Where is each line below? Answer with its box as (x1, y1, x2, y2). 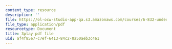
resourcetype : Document (5, 27, 56, 32)
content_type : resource (5, 7, 56, 13)
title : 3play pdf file (5, 31, 54, 36)
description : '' (5, 12, 40, 17)
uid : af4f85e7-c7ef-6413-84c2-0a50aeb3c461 (5, 36, 100, 41)
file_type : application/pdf (5, 21, 66, 27)
